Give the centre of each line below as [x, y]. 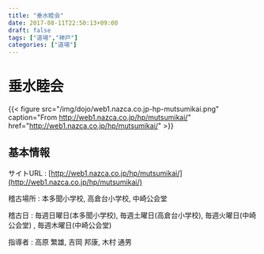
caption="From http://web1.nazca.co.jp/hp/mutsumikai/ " [100, 118]
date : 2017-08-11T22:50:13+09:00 [63, 23]
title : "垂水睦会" [36, 15]
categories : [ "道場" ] [43, 45]
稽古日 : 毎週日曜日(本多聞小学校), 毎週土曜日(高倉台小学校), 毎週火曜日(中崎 [132, 215]
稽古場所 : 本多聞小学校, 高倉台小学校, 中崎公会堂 [88, 198]
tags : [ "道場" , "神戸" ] [43, 38]
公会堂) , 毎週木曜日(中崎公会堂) [60, 225]
